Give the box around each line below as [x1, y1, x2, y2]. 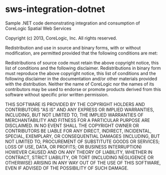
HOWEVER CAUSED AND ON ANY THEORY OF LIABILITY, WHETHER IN [5, 149, 153, 155]
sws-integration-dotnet [5, 3, 105, 15]
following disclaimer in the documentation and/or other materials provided [5, 75, 158, 81]
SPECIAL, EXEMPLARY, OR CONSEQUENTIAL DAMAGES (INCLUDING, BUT [5, 133, 161, 139]
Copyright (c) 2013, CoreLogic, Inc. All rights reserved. [5, 35, 117, 41]
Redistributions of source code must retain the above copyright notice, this [5, 59, 159, 65]
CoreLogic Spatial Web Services [5, 25, 71, 31]
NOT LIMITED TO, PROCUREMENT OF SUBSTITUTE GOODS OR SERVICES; [5, 138, 160, 144]
